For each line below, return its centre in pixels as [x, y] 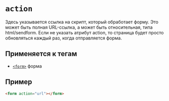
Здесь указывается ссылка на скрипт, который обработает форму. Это [82, 22]
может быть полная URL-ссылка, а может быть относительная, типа [79, 27]
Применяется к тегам [41, 54]
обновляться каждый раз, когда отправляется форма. [64, 38]
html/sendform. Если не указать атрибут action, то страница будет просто [84, 32]
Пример [19, 82]
